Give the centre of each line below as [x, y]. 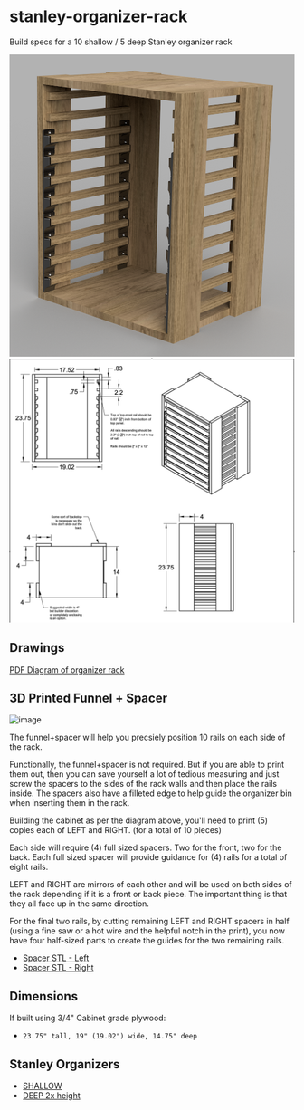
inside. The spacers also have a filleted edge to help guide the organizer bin [151, 793]
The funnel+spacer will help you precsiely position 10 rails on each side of [147, 737]
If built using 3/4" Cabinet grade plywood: [88, 1018]
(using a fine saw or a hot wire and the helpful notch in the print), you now [147, 931]
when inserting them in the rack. [70, 803]
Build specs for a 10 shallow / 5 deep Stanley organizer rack [121, 42]
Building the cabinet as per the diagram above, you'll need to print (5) [139, 820]
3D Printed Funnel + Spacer [88, 698]
